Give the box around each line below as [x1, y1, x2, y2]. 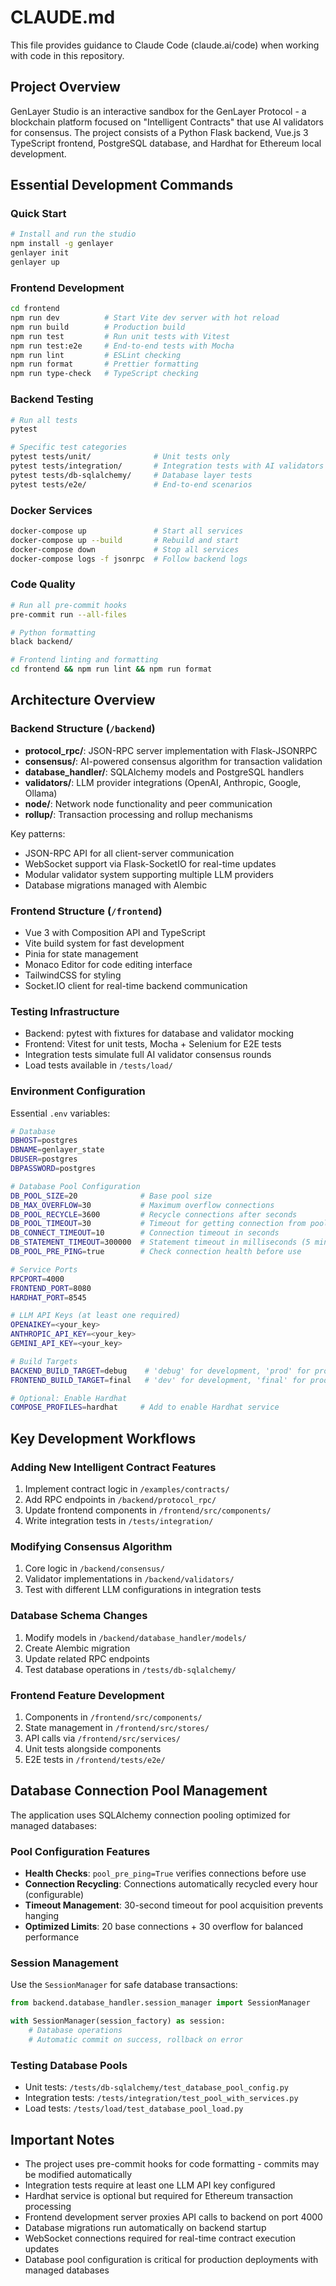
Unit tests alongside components [24, 1742, 162, 1755]
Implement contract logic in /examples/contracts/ [24, 1483, 230, 1495]
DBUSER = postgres [10, 1154, 78, 1165]
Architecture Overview [10, 692, 156, 709]
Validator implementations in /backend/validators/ [24, 1573, 235, 1585]
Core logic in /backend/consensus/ [24, 1562, 165, 1575]
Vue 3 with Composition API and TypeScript [24, 926, 206, 938]
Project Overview [10, 79, 121, 96]
